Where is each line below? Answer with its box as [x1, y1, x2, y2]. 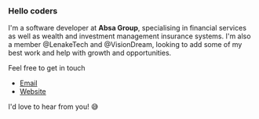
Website [19, 87, 47, 96]
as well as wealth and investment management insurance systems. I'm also [8, 31, 251, 41]
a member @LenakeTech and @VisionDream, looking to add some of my [8, 40, 243, 49]
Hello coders [8, 5, 58, 16]
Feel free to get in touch [8, 63, 86, 73]
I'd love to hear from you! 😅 [8, 102, 99, 111]
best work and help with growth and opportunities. [8, 49, 172, 58]
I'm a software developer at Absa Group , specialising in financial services [8, 23, 247, 33]
